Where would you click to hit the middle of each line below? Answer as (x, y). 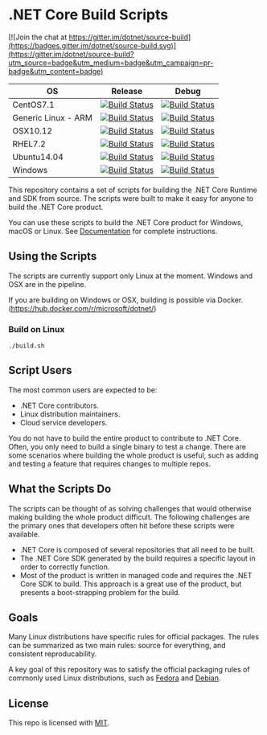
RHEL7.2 (29, 144)
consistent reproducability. (53, 654)
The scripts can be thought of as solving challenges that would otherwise (130, 508)
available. (24, 534)
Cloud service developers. (64, 422)
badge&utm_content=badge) (56, 71)
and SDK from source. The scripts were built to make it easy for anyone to (131, 198)
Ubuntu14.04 (38, 157)
